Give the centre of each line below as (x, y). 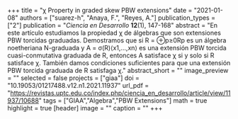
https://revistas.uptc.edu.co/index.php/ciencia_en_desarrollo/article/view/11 (120, 93)
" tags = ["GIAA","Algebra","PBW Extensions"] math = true (123, 101)
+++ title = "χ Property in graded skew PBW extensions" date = (100, 10)
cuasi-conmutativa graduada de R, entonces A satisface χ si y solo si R (111, 55)
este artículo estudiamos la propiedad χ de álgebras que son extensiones (114, 33)
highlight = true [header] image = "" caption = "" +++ (85, 108)
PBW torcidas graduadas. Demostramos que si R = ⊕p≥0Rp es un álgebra (117, 40)
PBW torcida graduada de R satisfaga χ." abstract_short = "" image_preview (118, 70)
